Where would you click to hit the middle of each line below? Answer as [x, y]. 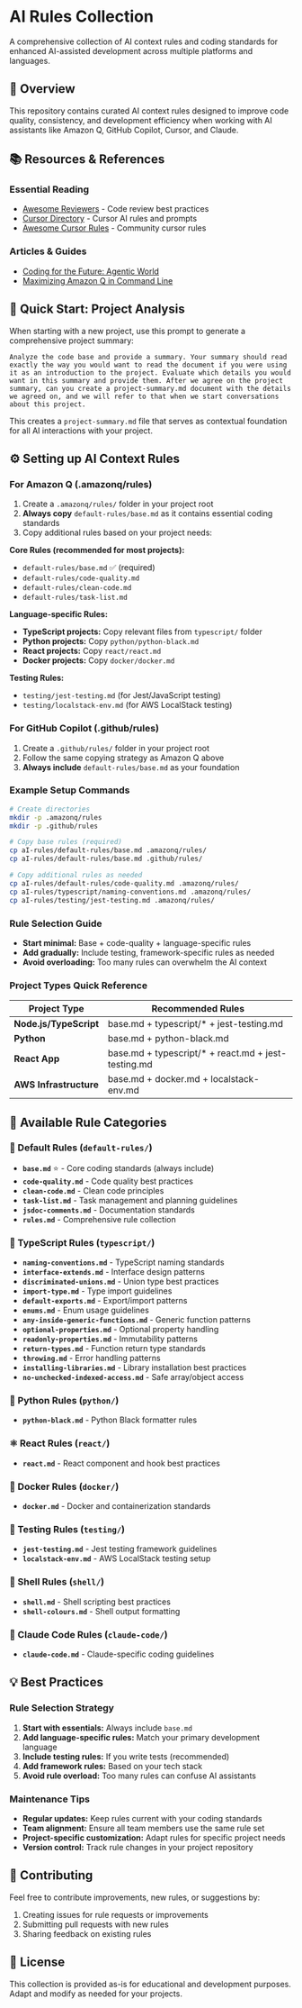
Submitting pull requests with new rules [95, 1924]
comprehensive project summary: [72, 341]
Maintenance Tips [49, 1799]
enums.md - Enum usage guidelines [86, 1310]
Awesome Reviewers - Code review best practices [115, 209]
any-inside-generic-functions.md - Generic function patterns [137, 1320]
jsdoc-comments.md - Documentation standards [108, 1210]
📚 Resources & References [87, 159]
